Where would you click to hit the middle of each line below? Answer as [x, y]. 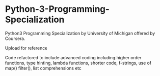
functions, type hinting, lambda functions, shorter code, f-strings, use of [78, 63]
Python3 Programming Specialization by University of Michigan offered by [80, 33]
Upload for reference [26, 48]
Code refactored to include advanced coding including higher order [73, 57]
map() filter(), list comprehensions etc [43, 68]
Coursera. [15, 38]
